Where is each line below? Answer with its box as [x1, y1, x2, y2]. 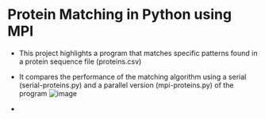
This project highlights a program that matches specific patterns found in [18, 48, 258, 58]
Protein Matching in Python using [7, 6, 232, 24]
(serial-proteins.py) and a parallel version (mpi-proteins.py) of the [18, 80, 234, 90]
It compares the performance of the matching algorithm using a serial [18, 72, 247, 81]
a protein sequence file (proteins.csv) [18, 57, 142, 66]
